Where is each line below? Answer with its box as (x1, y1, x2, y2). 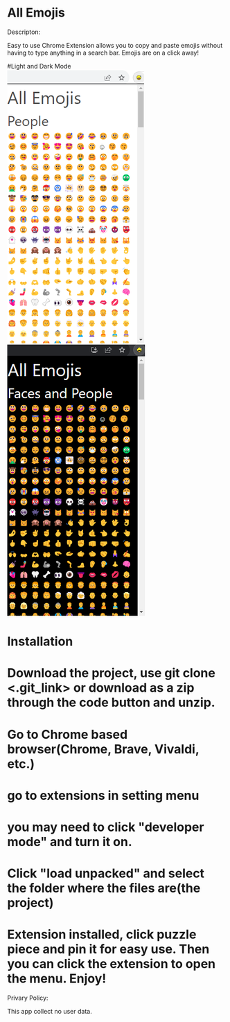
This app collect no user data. (7, 1007, 92, 1015)
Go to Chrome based (7, 726, 128, 742)
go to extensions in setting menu (7, 787, 200, 803)
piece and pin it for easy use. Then (7, 942, 210, 957)
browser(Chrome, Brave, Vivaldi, (7, 741, 200, 757)
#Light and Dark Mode (7, 62, 71, 70)
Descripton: (7, 28, 41, 36)
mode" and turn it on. (7, 834, 133, 850)
